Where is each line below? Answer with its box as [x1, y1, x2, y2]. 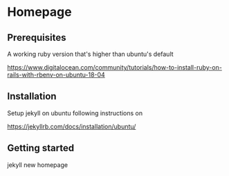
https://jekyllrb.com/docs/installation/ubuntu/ [7, 122, 136, 130]
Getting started [7, 142, 75, 154]
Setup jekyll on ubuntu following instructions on [7, 108, 143, 117]
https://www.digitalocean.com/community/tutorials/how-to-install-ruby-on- [7, 63, 223, 71]
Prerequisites [7, 32, 66, 43]
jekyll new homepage [7, 160, 68, 169]
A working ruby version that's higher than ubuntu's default [7, 50, 174, 58]
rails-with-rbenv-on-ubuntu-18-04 [7, 70, 105, 79]
